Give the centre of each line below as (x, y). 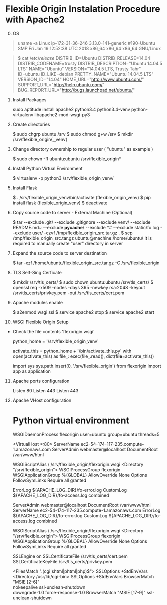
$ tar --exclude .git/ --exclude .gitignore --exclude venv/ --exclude (82, 222)
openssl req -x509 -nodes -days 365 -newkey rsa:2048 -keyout (79, 287)
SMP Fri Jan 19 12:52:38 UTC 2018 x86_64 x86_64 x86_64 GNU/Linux (89, 48)
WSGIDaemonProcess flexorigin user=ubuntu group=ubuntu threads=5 (86, 434)
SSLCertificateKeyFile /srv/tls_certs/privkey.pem (63, 561)
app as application (32, 371)
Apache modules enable (38, 302)
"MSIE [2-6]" (26, 582)
